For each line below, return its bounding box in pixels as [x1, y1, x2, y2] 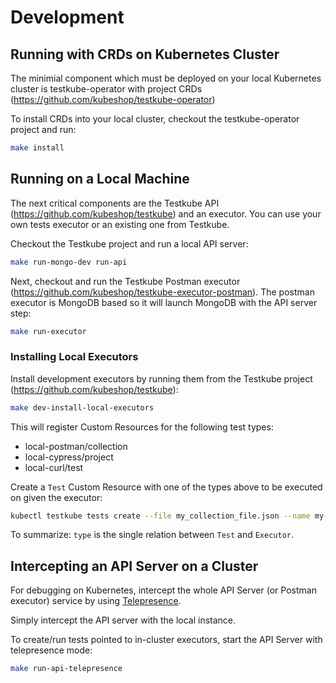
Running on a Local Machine [10, 171, 190, 188]
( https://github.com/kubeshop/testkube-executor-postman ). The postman [10, 286, 315, 298]
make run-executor [10, 326, 87, 336]
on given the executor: [10, 491, 103, 503]
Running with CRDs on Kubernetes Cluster [10, 46, 280, 63]
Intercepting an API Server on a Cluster [10, 557, 259, 575]
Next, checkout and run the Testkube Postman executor [10, 275, 241, 287]
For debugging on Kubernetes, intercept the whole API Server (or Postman [10, 584, 317, 596]
